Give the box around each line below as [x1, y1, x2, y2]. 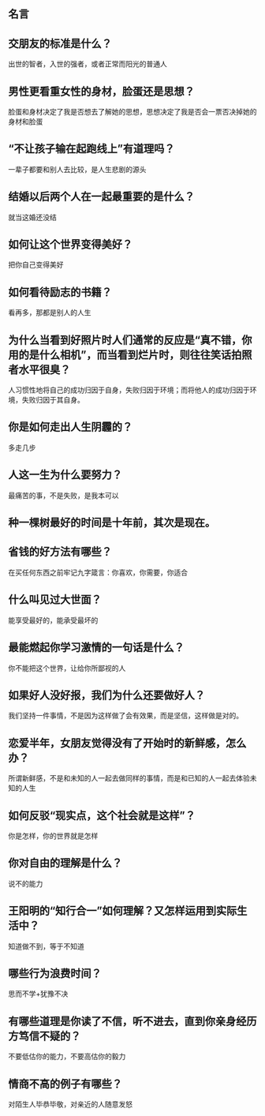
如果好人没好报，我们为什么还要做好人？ [8, 688, 205, 702]
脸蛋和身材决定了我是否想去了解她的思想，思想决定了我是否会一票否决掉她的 [8, 107, 257, 117]
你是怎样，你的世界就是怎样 [8, 831, 99, 841]
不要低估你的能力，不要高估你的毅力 [8, 1052, 126, 1062]
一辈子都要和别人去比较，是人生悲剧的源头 [8, 164, 147, 174]
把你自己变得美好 [8, 260, 64, 270]
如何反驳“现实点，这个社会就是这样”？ [8, 808, 196, 822]
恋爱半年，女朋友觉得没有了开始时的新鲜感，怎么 [8, 736, 247, 750]
